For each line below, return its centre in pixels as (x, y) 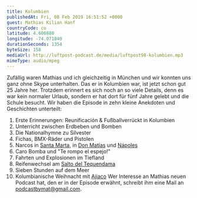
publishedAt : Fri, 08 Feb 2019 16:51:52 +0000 (65, 17)
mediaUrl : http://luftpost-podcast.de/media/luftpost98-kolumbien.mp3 (95, 55)
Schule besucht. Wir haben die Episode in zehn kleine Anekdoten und (91, 102)
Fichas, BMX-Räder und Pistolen (54, 139)
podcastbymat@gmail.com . (48, 189)
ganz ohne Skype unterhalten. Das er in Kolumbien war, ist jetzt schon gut (96, 83)
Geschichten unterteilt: (34, 109)
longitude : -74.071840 (34, 39)
